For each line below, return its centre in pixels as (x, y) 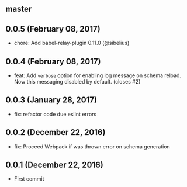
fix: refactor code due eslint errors (55, 114)
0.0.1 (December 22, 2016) (54, 165)
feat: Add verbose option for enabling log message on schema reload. (98, 75)
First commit (29, 179)
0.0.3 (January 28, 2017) (51, 100)
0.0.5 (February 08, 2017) (53, 29)
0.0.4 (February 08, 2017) (53, 61)
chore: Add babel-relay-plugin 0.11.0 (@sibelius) (72, 43)
